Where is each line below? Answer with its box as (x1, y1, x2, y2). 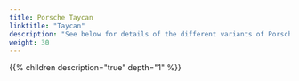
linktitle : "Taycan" (9, 21, 86, 30)
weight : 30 (9, 37, 50, 47)
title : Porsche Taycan (9, 12, 93, 22)
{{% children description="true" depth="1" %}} (9, 62, 182, 73)
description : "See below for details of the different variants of (9, 29, 265, 38)
